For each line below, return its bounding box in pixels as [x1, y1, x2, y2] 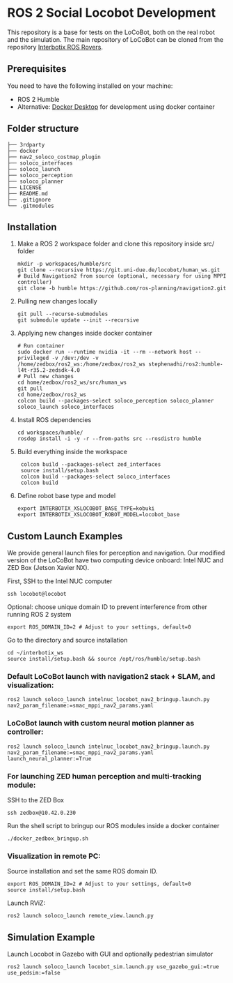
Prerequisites [7, 63, 67, 75]
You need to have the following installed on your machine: [7, 82, 173, 90]
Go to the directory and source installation [7, 636, 128, 645]
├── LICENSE [7, 183, 42, 191]
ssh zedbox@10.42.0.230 [7, 809, 77, 817]
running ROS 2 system [7, 610, 72, 619]
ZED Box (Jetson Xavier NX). [7, 564, 90, 572]
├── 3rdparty [7, 141, 45, 148]
